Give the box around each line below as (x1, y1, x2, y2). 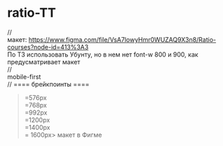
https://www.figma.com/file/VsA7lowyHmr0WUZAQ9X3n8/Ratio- (28, 35, 216, 43)
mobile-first (7, 72, 41, 81)
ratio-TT (7, 5, 56, 21)
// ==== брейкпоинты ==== (7, 80, 90, 88)
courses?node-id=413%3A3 (7, 43, 89, 51)
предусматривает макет (7, 57, 81, 66)
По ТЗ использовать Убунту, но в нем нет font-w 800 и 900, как (7, 50, 198, 59)
